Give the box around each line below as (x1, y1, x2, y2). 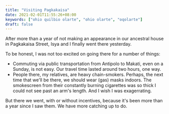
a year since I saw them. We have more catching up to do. (5, 103, 128, 109)
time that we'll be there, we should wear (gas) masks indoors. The (12, 77, 152, 83)
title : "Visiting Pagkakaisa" (5, 7, 70, 13)
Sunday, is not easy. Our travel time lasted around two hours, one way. (12, 66, 161, 72)
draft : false (5, 21, 33, 27)
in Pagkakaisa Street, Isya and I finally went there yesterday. (5, 41, 132, 47)
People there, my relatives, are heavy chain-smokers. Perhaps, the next (12, 72, 163, 78)
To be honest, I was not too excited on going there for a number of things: (5, 51, 161, 57)
